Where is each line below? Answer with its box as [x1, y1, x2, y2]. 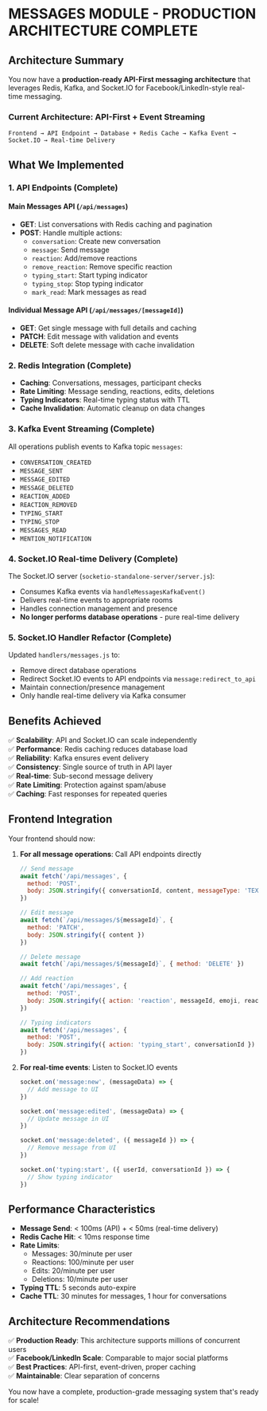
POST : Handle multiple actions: [19, 228, 122, 238]
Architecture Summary [8, 53, 125, 67]
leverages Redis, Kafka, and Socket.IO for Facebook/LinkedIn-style [8, 83, 228, 92]
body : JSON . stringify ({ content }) [27, 930, 145, 939]
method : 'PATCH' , [27, 923, 85, 931]
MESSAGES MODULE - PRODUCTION [8, 5, 257, 23]
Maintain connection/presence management [19, 682, 165, 692]
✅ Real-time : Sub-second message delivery [8, 771, 153, 781]
